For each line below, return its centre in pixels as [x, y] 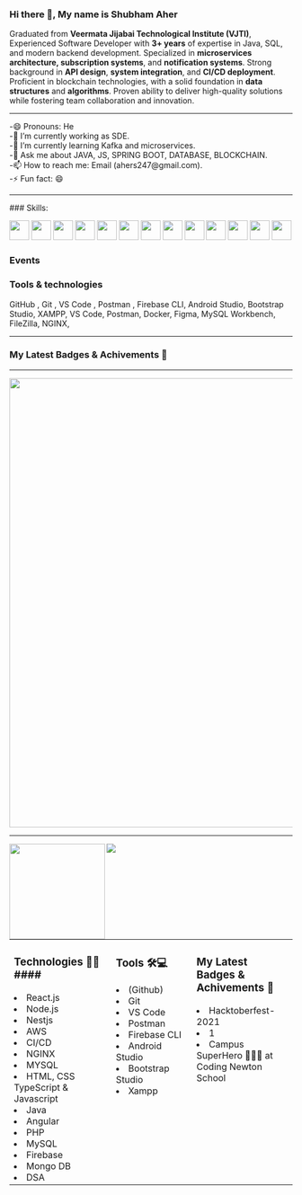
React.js [43, 997]
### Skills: [29, 208]
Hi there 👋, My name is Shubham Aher [93, 14]
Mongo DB [49, 1165]
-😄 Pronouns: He [42, 127]
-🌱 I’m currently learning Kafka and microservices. [102, 146]
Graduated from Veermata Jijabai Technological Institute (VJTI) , [130, 34]
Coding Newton [229, 1067]
